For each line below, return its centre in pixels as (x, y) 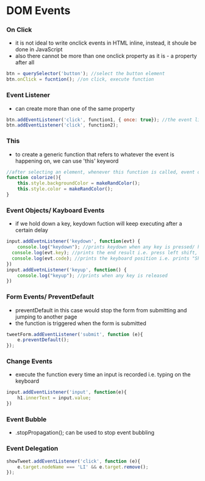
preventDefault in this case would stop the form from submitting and (101, 310)
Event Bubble (27, 419)
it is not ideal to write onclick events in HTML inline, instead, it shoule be (106, 43)
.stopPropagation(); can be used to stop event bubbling (85, 433)
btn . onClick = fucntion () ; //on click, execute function (80, 79)
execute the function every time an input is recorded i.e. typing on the (103, 375)
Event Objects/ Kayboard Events (56, 210)
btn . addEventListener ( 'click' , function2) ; (63, 125)
